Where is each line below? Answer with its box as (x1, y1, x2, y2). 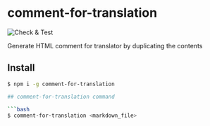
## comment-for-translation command (7, 93, 115, 100)
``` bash (7, 106, 30, 113)
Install (7, 62, 35, 74)
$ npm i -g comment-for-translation (7, 80, 115, 87)
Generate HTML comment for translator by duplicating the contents (7, 41, 203, 50)
